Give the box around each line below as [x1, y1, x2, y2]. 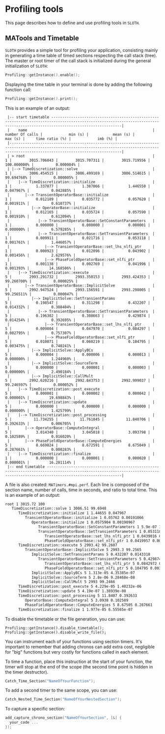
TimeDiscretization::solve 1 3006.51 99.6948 [11, 506, 107, 511]
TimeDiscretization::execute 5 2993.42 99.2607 [18, 543, 118, 548]
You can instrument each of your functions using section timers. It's [5, 638, 142, 644]
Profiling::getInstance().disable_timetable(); [5, 625, 105, 630]
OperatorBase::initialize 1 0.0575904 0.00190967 [31, 520, 135, 525]
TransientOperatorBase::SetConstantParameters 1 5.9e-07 [38, 524, 157, 529]
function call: [5, 86, 32, 92]
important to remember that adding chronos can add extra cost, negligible [5, 644, 155, 650]
